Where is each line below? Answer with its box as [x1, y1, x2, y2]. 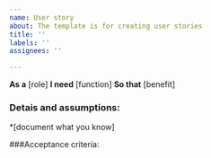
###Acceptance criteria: [9, 139, 100, 150]
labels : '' [9, 38, 50, 48]
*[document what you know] [9, 122, 115, 133]
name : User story [9, 13, 75, 22]
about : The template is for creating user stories [9, 22, 203, 31]
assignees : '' [9, 47, 63, 56]
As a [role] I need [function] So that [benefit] [9, 79, 176, 90]
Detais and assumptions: [9, 101, 120, 114]
